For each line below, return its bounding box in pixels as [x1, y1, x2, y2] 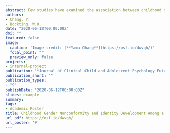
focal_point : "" [10, 50, 44, 55]
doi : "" [5, 31, 22, 36]
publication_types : [5, 78, 47, 83]
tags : [5, 102, 17, 107]
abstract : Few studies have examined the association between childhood [5, 7, 162, 13]
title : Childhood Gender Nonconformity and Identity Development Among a [5, 111, 164, 116]
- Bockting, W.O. [5, 21, 42, 27]
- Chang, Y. [5, 17, 30, 22]
